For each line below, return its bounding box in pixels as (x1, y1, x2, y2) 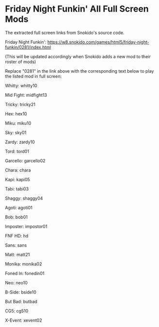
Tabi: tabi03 (5, 186, 29, 192)
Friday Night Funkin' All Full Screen (5, 3, 149, 15)
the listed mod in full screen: (5, 73, 62, 79)
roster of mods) (5, 59, 36, 64)
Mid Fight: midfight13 (5, 92, 48, 98)
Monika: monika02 (5, 261, 42, 267)
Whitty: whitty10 (5, 82, 37, 88)
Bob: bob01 (5, 214, 28, 220)
